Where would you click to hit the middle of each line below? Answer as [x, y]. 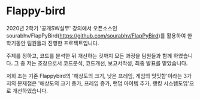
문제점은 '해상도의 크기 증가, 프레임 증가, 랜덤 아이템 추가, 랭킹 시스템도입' [103, 83]
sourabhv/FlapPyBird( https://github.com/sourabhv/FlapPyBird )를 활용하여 [96, 35]
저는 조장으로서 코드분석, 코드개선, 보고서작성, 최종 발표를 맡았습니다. [107, 63]
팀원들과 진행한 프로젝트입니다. [63, 43]
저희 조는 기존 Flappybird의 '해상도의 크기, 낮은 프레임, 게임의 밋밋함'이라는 [94, 76]
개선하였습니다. [30, 90]
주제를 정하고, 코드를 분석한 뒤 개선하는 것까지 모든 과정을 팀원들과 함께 [89, 55]
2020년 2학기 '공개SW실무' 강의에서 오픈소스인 [62, 28]
